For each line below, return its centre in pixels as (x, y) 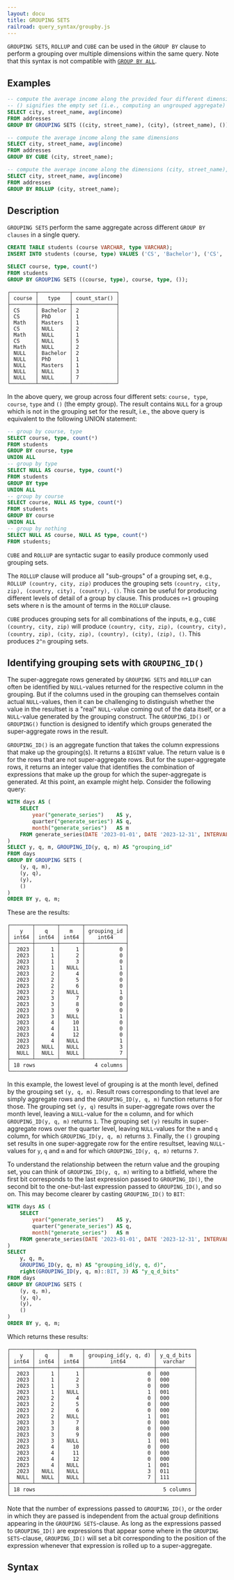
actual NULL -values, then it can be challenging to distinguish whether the (111, 702)
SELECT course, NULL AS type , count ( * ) (65, 503)
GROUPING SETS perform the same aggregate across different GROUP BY (106, 228)
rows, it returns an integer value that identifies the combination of (101, 767)
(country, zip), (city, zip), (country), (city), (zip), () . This (104, 634)
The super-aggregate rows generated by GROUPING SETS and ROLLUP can (109, 680)
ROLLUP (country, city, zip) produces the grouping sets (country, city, (114, 583)
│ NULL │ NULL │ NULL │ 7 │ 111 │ (102, 1477)
